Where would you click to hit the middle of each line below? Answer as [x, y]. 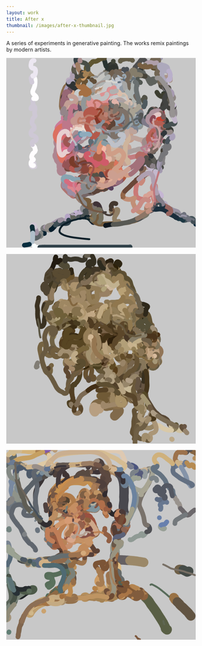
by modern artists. [29, 50]
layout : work [23, 13]
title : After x [25, 19]
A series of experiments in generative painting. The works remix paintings [98, 43]
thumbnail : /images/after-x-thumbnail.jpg [60, 25]
